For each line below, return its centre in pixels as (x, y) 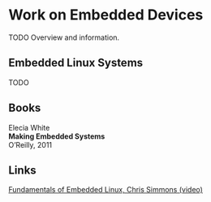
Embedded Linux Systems (76, 63)
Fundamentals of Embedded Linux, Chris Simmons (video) (105, 190)
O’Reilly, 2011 (30, 144)
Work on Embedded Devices (106, 15)
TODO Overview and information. (64, 37)
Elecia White (29, 127)
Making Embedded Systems (57, 136)
